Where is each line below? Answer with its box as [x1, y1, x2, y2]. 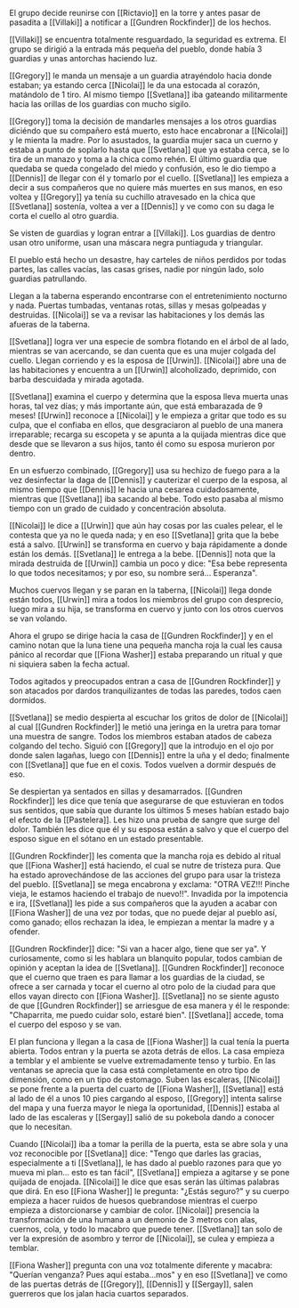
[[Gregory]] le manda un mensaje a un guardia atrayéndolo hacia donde [9, 70, 272, 81]
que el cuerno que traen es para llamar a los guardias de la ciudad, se [9, 972, 265, 982]
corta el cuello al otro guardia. [9, 211, 119, 221]
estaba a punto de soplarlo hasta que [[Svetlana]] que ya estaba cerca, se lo [9, 144, 290, 155]
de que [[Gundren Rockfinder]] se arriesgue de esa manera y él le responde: [9, 1000, 290, 1011]
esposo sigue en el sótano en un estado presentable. [9, 834, 204, 844]
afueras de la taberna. [9, 319, 91, 329]
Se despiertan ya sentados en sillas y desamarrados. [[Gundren [9, 787, 243, 796]
